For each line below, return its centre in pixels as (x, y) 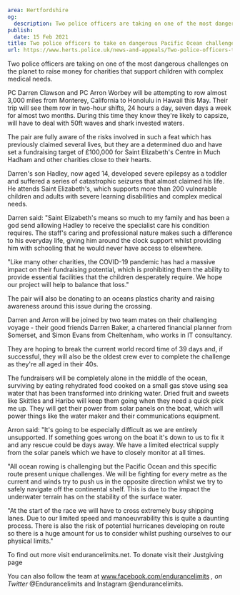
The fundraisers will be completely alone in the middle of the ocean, (107, 378)
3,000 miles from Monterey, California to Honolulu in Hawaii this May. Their (118, 101)
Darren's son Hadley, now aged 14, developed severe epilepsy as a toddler (117, 174)
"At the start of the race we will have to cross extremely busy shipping (111, 511)
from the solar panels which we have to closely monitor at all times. (106, 453)
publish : (20, 30)
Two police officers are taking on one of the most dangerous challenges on (118, 64)
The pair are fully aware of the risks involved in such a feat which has (110, 137)
